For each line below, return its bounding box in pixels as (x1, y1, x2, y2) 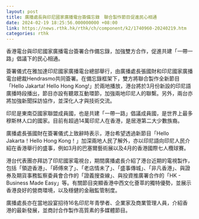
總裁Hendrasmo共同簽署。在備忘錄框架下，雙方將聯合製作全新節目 (16, 75, 180, 82)
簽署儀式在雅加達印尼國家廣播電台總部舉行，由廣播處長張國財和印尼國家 (6, 67, 182, 75)
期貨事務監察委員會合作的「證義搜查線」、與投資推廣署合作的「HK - (16, 172, 181, 179)
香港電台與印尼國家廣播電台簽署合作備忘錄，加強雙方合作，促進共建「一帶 (6, 48, 188, 55)
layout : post (6, 8, 38, 15)
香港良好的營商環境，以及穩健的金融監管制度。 (6, 187, 120, 194)
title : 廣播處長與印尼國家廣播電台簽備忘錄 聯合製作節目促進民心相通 (6, 14, 157, 20)
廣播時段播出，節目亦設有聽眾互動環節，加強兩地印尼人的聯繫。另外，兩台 (6, 90, 188, 97)
